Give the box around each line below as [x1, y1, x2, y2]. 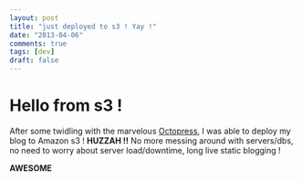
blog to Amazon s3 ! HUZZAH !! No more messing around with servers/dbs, [9, 134, 294, 146]
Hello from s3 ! [9, 95, 123, 116]
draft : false [9, 56, 59, 65]
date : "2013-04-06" [9, 30, 84, 39]
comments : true [9, 38, 68, 48]
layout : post [9, 13, 59, 23]
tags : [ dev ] [9, 48, 55, 57]
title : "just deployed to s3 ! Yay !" [9, 22, 157, 31]
